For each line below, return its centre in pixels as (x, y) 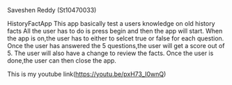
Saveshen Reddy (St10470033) (52, 10)
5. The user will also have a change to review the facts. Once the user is (110, 53)
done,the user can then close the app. (62, 61)
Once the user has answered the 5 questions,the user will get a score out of (116, 46)
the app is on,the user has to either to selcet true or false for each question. (116, 38)
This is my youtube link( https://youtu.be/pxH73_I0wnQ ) (87, 74)
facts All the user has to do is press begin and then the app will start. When (115, 31)
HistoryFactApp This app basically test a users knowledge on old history (111, 23)
